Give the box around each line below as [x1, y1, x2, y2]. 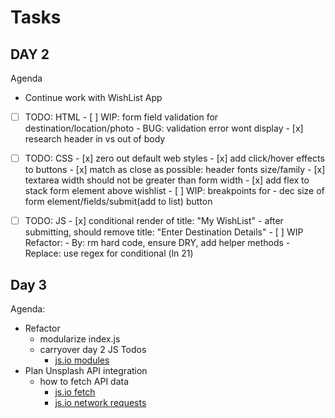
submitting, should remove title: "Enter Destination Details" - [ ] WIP [24, 226, 304, 238]
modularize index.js [39, 333, 121, 345]
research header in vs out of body [24, 133, 166, 145]
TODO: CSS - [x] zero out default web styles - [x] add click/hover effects [24, 152, 325, 165]
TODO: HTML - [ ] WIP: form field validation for [24, 111, 219, 123]
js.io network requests [54, 397, 147, 408]
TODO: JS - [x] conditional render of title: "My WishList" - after [24, 215, 284, 227]
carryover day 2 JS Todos [39, 344, 147, 355]
